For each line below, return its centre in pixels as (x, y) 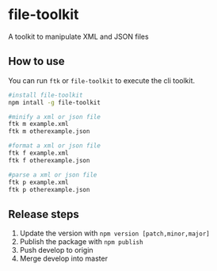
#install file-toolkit (46, 95)
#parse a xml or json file (53, 175)
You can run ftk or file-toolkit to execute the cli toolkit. (102, 80)
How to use (36, 61)
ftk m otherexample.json (49, 132)
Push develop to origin (56, 250)
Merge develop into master (64, 258)
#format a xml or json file (55, 146)
